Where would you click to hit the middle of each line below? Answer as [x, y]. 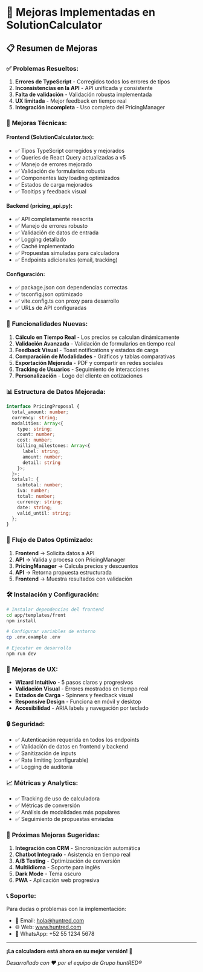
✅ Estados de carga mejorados [53, 185]
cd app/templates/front [36, 615]
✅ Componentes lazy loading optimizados [67, 178]
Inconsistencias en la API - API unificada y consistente [84, 88]
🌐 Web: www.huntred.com [48, 927]
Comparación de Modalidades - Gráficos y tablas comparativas [95, 356]
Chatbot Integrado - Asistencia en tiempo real [73, 855]
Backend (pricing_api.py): [40, 205]
